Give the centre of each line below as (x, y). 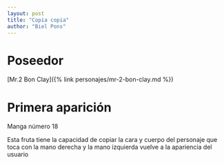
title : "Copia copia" (38, 20)
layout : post (26, 13)
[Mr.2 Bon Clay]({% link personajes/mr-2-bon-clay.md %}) (90, 79)
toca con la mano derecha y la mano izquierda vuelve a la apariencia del (110, 147)
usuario (18, 154)
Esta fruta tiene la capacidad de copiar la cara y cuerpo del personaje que (112, 140)
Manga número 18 (33, 126)
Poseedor (35, 60)
